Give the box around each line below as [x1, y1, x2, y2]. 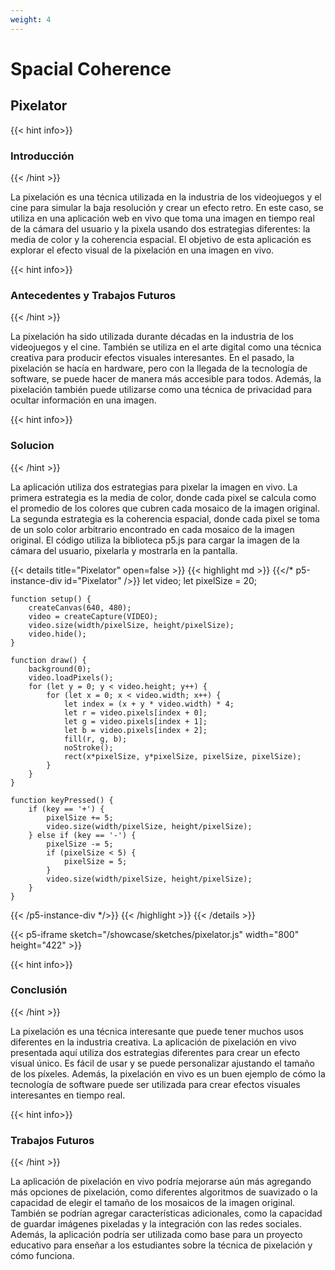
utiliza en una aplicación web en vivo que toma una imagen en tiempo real [10, 212, 315, 224]
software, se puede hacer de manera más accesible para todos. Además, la [10, 373, 322, 385]
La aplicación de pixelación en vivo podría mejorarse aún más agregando [10, 1176, 312, 1188]
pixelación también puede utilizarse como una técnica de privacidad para [10, 384, 313, 396]
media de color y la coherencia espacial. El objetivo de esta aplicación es [10, 233, 312, 245]
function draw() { [10, 655, 87, 665]
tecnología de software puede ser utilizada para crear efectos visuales [10, 1078, 301, 1090]
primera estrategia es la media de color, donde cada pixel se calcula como [10, 491, 317, 503]
